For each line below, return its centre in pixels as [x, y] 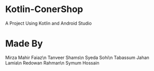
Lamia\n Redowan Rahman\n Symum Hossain [52, 63]
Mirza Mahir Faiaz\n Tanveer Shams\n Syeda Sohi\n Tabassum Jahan [78, 57]
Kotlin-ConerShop [44, 9]
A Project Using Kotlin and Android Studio [48, 23]
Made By [24, 44]
